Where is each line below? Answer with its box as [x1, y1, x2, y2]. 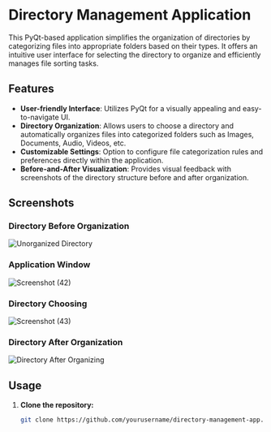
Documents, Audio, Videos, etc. [19, 138, 127, 148]
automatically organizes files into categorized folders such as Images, [19, 129, 254, 139]
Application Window [8, 259, 91, 270]
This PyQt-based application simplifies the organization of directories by [8, 32, 251, 42]
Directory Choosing [8, 298, 88, 309]
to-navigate [19, 112, 59, 122]
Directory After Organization [8, 336, 123, 348]
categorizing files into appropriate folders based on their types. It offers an [8, 41, 258, 50]
